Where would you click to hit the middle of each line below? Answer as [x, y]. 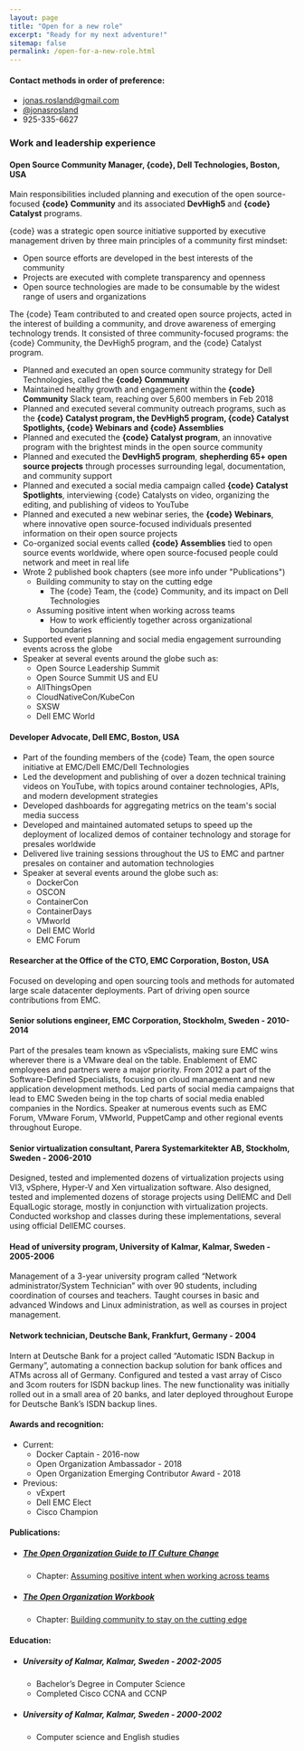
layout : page [34, 18]
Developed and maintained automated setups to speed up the [138, 824]
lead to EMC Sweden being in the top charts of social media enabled [137, 1099]
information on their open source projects [100, 534]
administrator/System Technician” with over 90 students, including [133, 1286]
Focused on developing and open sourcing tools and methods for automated [152, 980]
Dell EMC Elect [64, 1502]
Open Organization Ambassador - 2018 [109, 1463]
